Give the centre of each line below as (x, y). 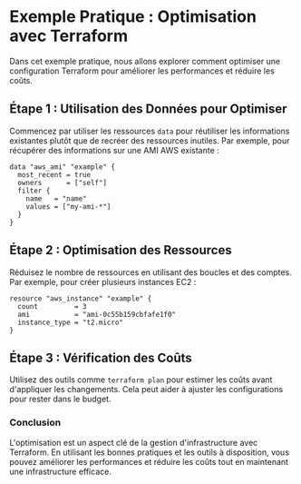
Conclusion (35, 422)
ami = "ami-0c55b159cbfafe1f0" (97, 314)
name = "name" (57, 198)
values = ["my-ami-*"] (68, 206)
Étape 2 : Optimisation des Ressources (121, 250)
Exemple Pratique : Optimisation (133, 17)
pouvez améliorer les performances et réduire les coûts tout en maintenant (149, 461)
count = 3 (53, 306)
